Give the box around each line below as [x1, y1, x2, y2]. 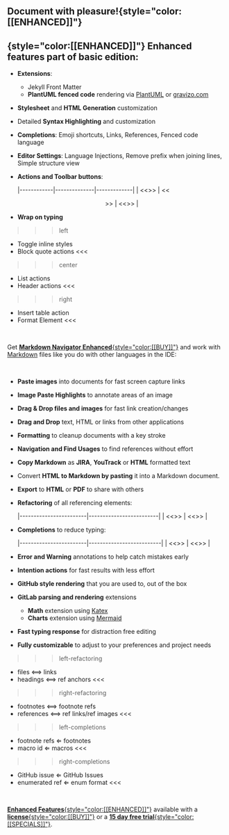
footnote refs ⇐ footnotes [17, 737, 92, 745]
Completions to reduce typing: [17, 525, 106, 534]
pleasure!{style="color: [76, 6, 182, 17]
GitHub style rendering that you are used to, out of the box [17, 580, 187, 588]
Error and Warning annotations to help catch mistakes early [17, 552, 189, 561]
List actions [17, 274, 51, 283]
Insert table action [17, 309, 69, 317]
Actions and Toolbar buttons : [17, 173, 103, 181]
